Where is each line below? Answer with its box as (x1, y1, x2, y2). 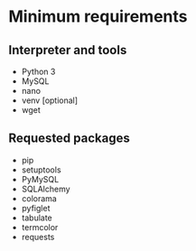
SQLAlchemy (21, 183, 70, 194)
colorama (21, 192, 58, 204)
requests (21, 231, 55, 242)
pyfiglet (21, 202, 51, 213)
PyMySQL (21, 173, 60, 184)
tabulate (21, 212, 53, 223)
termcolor (21, 221, 59, 232)
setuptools (21, 164, 61, 175)
